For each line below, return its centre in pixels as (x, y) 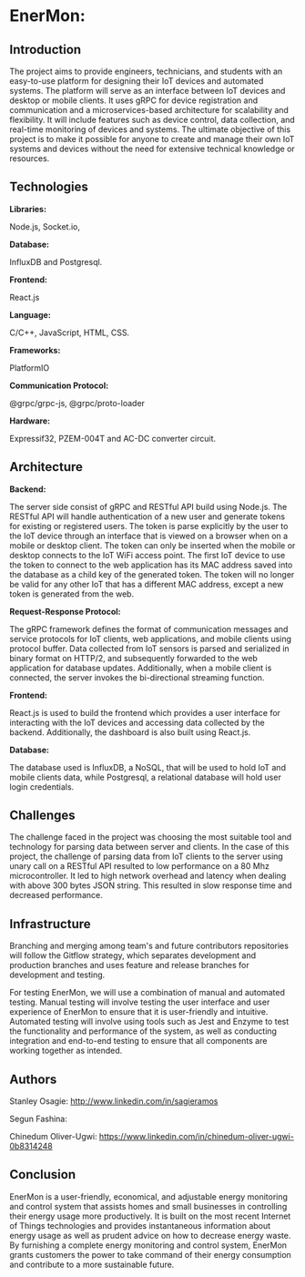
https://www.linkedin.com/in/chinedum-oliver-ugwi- (196, 1137)
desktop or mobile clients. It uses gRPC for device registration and (133, 100)
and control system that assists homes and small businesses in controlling (148, 1206)
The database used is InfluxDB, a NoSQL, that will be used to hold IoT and (148, 767)
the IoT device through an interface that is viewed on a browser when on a (149, 536)
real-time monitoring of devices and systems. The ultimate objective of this (150, 129)
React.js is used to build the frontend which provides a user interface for (145, 712)
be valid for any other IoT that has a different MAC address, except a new (147, 584)
